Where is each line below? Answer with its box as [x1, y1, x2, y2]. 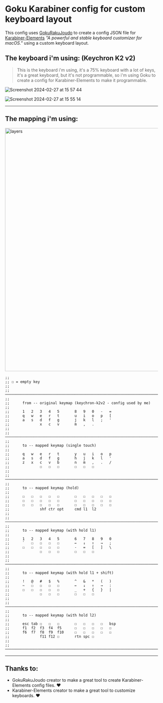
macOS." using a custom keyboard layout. [5, 40, 89, 46]
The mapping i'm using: [5, 115, 79, 123]
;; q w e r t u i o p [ [5, 413, 112, 418]
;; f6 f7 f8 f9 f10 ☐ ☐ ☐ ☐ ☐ [5, 630, 112, 635]
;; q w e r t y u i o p [5, 451, 112, 457]
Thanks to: [5, 664, 38, 672]
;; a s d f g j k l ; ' [5, 417, 112, 423]
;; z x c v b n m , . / [5, 460, 112, 465]
